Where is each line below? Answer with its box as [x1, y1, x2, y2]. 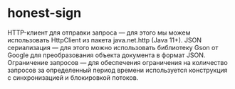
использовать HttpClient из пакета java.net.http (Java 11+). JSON [7, 35, 202, 44]
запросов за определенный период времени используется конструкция [7, 66, 228, 74]
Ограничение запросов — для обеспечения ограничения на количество [7, 58, 228, 66]
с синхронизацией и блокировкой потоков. [7, 73, 139, 82]
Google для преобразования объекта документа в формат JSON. [7, 51, 206, 59]
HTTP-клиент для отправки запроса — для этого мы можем [7, 28, 191, 37]
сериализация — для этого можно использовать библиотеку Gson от [7, 43, 219, 52]
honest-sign [7, 5, 82, 21]
